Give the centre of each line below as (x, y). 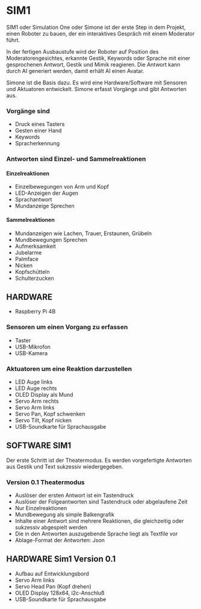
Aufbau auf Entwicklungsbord (52, 573)
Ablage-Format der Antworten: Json (60, 540)
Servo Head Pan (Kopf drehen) (53, 586)
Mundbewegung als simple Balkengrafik (64, 515)
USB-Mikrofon (33, 347)
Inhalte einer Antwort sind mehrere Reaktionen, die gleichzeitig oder (99, 521)
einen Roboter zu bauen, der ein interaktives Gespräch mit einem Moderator (100, 33)
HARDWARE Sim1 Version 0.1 (61, 559)
